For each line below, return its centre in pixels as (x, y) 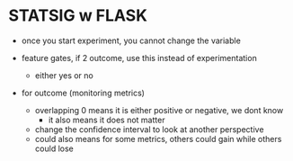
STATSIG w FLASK (78, 16)
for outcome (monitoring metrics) (83, 93)
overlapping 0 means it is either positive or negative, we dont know (159, 110)
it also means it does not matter (107, 120)
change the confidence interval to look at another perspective (149, 129)
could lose (54, 148)
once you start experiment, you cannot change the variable (131, 40)
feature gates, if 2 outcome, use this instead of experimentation (139, 58)
